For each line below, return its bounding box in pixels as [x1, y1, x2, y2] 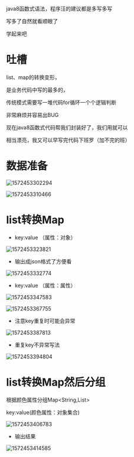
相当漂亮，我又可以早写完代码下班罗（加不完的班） [6, 136, 130, 143]
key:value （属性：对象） [14, 234, 76, 241]
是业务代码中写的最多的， [6, 86, 68, 93]
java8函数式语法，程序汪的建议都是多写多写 [6, 5, 113, 12]
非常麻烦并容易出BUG [6, 111, 59, 118]
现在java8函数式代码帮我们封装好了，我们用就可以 [6, 123, 128, 131]
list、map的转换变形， [6, 73, 60, 81]
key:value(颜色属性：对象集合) [6, 409, 80, 416]
